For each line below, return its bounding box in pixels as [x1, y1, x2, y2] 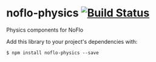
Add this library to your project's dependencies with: [6, 38, 138, 45]
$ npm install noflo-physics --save [6, 49, 99, 56]
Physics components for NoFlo [6, 26, 84, 33]
